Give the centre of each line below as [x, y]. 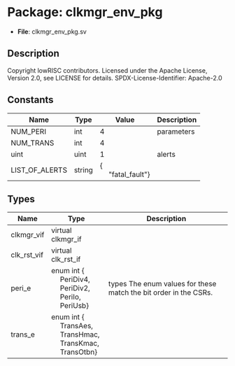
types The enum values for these [162, 284]
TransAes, [76, 326]
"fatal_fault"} [129, 174]
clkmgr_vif [28, 235]
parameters [176, 132]
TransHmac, [80, 335]
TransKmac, [79, 344]
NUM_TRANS [33, 143]
